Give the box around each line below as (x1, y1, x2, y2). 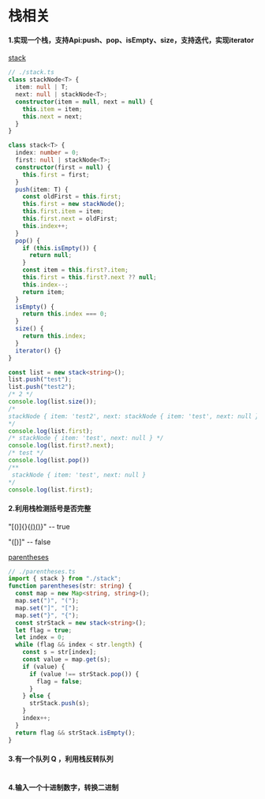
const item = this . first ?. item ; (22, 266, 129, 274)
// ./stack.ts (8, 69, 55, 77)
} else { (22, 692, 51, 700)
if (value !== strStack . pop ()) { (28, 670, 140, 678)
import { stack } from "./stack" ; (8, 575, 122, 583)
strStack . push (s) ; (28, 700, 90, 708)
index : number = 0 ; (15, 149, 80, 157)
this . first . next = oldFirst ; (22, 215, 118, 223)
